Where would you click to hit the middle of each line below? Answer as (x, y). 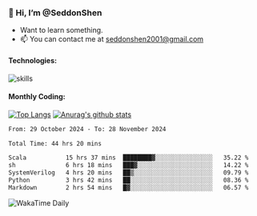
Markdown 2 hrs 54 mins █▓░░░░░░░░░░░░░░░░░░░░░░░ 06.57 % (128, 187)
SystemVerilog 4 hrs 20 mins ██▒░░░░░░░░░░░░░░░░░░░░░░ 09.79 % (128, 173)
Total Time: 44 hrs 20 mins (55, 143)
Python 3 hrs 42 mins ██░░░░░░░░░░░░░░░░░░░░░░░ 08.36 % (128, 180)
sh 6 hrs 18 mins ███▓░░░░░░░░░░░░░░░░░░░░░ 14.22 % (128, 166)
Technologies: (33, 60)
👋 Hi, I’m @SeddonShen (55, 13)
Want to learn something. (61, 30)
